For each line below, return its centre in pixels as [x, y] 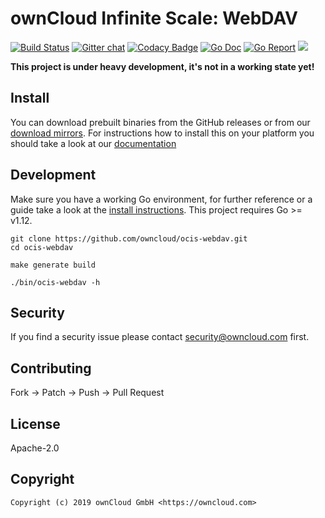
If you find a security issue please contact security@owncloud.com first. [160, 337]
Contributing [51, 368]
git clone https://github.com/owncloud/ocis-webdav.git [129, 238]
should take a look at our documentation [93, 143]
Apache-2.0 [35, 448]
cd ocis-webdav [42, 247]
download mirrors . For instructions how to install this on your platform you [162, 133]
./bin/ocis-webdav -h [55, 282]
